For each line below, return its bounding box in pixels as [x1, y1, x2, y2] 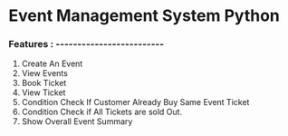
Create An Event [21, 58, 83, 69]
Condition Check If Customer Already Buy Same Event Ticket [21, 97, 250, 108]
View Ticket [21, 87, 66, 98]
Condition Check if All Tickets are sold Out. [21, 106, 183, 118]
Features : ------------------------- [8, 38, 165, 51]
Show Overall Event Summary [21, 116, 133, 127]
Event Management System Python [8, 5, 280, 26]
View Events [21, 68, 69, 79]
